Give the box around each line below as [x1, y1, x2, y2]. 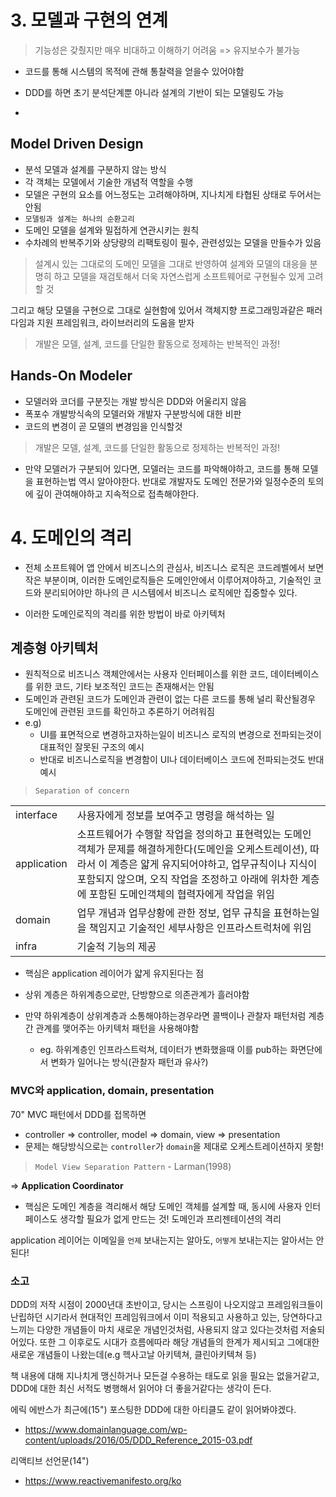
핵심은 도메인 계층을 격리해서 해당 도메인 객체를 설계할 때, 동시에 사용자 [24, 1200, 303, 1212]
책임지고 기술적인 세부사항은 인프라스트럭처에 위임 [88, 921, 312, 935]
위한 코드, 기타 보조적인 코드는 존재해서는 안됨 [35, 681, 215, 693]
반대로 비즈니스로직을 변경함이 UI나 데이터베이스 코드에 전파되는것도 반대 [39, 754, 325, 766]
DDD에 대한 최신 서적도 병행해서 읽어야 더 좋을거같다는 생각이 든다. [10, 1382, 272, 1394]
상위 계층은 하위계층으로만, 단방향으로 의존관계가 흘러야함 [24, 989, 250, 1001]
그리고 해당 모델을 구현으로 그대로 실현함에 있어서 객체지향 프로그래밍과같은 [10, 304, 305, 316]
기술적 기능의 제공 [76, 940, 157, 954]
